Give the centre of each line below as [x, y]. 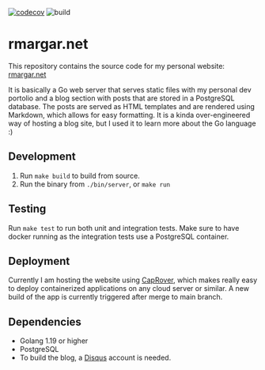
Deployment [39, 261]
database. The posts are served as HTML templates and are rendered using [132, 106]
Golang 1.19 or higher [54, 341]
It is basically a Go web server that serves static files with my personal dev [130, 89]
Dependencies [45, 321]
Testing [27, 209]
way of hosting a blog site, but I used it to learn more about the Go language [132, 123]
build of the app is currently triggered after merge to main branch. [115, 297]
